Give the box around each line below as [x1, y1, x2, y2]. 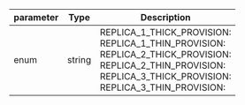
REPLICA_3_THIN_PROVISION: [100, 81, 226, 94]
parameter [13, 11, 59, 23]
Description [140, 11, 191, 23]
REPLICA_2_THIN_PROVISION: [100, 59, 226, 71]
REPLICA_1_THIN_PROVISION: [100, 37, 226, 49]
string [67, 54, 91, 65]
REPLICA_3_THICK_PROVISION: [100, 71, 232, 82]
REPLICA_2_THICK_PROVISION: [100, 49, 232, 60]
